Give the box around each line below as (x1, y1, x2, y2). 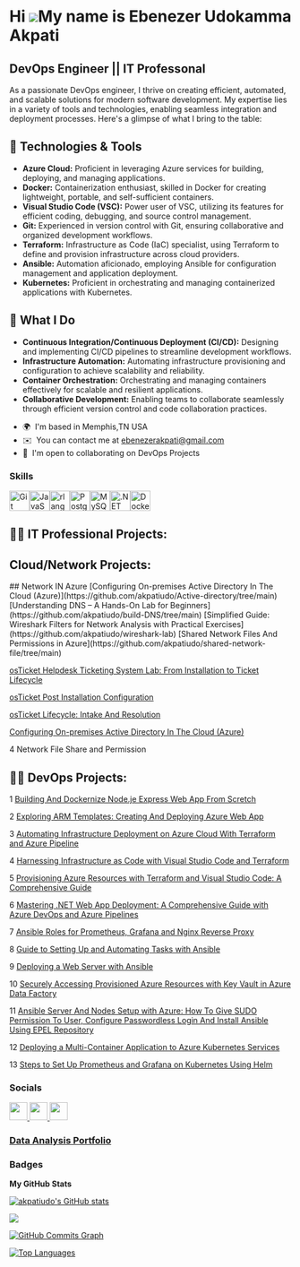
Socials (9, 1082, 42, 1094)
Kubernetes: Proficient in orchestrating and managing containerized (21, 277, 276, 288)
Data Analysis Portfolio (9, 1134, 112, 1147)
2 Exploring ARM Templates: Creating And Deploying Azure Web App (9, 811, 264, 822)
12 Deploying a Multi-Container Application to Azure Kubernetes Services (9, 1041, 280, 1052)
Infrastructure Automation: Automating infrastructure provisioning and (21, 356, 287, 366)
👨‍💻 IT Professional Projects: (9, 527, 167, 542)
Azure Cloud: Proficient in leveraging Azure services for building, (21, 163, 264, 174)
